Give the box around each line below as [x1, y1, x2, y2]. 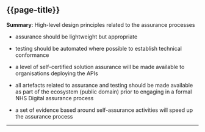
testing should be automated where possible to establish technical [15, 45, 182, 52]
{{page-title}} [6, 5, 60, 15]
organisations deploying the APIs [15, 70, 99, 77]
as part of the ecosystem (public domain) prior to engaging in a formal [15, 88, 192, 95]
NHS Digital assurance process [15, 94, 94, 101]
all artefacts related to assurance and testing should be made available [15, 81, 193, 89]
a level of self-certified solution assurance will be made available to [15, 63, 185, 70]
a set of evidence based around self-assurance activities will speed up [15, 106, 193, 114]
